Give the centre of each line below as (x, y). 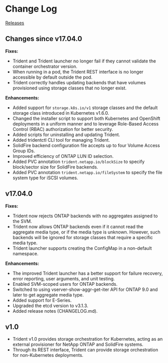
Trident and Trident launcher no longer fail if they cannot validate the (84, 61)
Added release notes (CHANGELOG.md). (55, 311)
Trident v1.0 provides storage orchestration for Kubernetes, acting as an (88, 339)
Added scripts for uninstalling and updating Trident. (66, 135)
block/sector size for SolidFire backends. (55, 167)
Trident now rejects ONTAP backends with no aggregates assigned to (85, 216)
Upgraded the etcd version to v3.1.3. (50, 306)
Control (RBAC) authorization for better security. (63, 129)
